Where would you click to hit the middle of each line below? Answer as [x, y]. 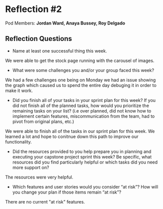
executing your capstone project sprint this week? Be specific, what [82, 156]
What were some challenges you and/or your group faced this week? [83, 70]
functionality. [19, 141]
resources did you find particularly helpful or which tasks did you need [85, 162]
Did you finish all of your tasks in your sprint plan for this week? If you [84, 100]
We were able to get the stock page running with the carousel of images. [80, 60]
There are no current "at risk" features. [45, 201]
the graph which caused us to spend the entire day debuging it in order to [81, 85]
